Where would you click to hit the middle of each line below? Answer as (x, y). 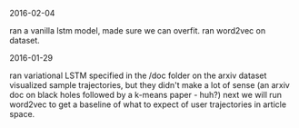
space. (22, 114)
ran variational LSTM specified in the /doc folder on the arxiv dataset (138, 75)
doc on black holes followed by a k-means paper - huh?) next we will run (146, 95)
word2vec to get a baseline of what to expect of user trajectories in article (148, 104)
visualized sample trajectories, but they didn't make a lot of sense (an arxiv (150, 85)
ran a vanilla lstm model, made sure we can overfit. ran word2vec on (138, 30)
